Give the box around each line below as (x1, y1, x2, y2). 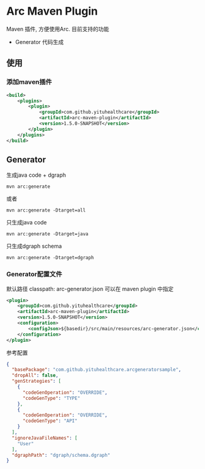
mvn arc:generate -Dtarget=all (6, 207, 86, 213)
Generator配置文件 (6, 270, 62, 279)
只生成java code (6, 219, 47, 226)
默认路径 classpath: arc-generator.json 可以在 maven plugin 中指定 (6, 285, 174, 292)
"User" (17, 440, 34, 447)
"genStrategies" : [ (12, 378, 62, 385)
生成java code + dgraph (6, 171, 67, 179)
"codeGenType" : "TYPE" (22, 395, 81, 401)
